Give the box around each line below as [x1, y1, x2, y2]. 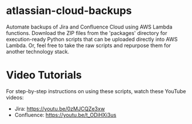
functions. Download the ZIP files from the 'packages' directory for [6, 29, 167, 36]
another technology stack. [6, 48, 70, 55]
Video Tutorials [6, 69, 82, 82]
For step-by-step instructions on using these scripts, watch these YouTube [6, 87, 186, 94]
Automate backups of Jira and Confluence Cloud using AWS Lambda [6, 23, 173, 30]
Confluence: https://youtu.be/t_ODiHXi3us [14, 111, 116, 118]
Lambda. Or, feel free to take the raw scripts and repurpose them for [6, 42, 172, 49]
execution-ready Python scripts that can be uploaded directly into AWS [6, 36, 178, 42]
